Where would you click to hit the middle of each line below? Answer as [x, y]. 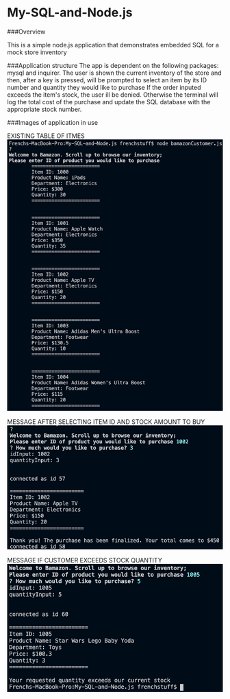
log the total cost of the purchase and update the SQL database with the [109, 102]
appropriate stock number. [44, 109]
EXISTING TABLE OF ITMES [46, 136]
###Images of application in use [52, 122]
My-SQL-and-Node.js [70, 13]
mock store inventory [37, 52]
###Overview [26, 32]
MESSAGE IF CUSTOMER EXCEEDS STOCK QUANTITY [85, 560]
